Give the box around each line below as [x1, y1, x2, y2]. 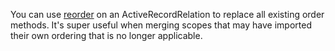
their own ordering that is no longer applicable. [10, 30, 203, 41]
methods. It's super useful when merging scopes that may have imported [10, 19, 312, 31]
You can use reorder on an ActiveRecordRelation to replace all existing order [10, 9, 325, 20]
